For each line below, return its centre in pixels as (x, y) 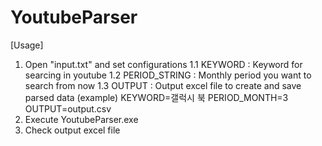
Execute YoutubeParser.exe (81, 119)
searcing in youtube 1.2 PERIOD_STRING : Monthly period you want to (168, 75)
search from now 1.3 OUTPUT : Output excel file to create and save (163, 85)
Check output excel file (72, 130)
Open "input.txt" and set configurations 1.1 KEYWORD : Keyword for (163, 64)
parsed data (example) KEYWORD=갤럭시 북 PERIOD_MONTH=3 (156, 97)
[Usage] (27, 45)
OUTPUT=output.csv (68, 108)
